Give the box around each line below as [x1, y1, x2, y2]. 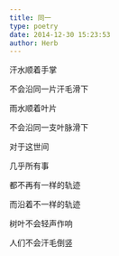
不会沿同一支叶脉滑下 [9, 122, 88, 133]
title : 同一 [9, 13, 51, 23]
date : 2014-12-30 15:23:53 [9, 30, 111, 39]
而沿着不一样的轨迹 [9, 199, 81, 210]
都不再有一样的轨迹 [9, 180, 81, 191]
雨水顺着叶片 [9, 103, 57, 114]
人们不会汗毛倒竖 [9, 237, 73, 249]
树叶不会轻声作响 [9, 218, 73, 229]
